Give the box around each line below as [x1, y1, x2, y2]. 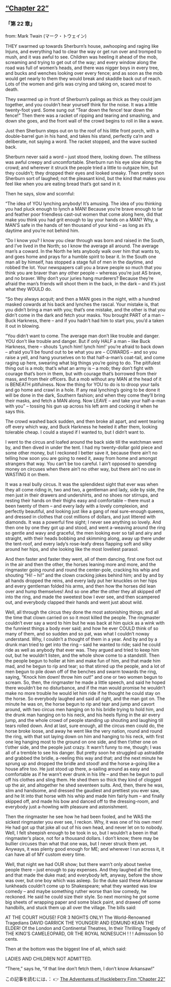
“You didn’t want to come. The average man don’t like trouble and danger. [5, 333, 160, 339]
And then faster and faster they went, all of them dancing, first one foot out [5, 556, 163, 562]
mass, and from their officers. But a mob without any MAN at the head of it [5, 376, 162, 382]
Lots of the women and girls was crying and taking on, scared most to [5, 81, 152, 87]
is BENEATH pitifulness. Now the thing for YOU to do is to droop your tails [5, 381, 159, 387]
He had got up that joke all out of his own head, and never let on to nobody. [5, 824, 163, 830]
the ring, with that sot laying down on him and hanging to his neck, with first [5, 733, 164, 739]
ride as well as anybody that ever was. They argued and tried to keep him [5, 647, 159, 653]
